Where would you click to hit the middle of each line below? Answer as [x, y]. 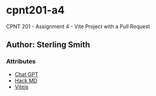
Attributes [21, 61]
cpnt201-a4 [35, 10]
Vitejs [21, 87]
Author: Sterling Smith [48, 45]
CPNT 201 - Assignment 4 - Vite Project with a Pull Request [78, 26]
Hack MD [26, 80]
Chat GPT [26, 74]
